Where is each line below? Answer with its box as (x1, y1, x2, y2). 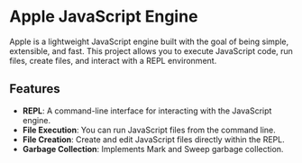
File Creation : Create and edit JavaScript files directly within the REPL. (22, 133, 286, 145)
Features (9, 81, 60, 96)
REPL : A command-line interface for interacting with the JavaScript (22, 105, 272, 116)
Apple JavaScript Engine (9, 6, 198, 27)
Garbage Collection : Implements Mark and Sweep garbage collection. (22, 143, 284, 154)
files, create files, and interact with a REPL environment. (9, 55, 217, 66)
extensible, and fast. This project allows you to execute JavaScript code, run (9, 45, 293, 56)
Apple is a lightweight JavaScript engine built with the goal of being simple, (9, 36, 289, 47)
